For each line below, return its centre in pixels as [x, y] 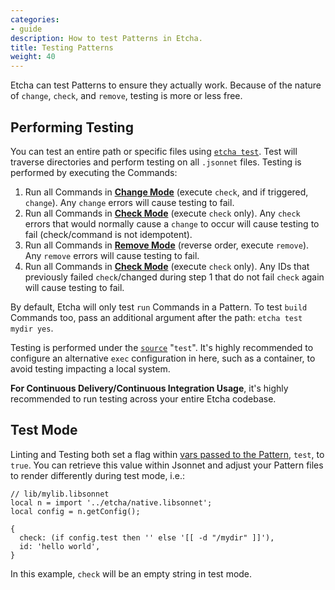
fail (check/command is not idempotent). [108, 234]
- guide [26, 29]
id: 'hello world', [60, 546]
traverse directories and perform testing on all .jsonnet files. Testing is [156, 162]
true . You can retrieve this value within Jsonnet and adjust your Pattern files [167, 465]
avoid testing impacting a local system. [90, 368]
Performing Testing [72, 127]
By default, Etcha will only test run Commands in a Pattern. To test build [159, 307]
